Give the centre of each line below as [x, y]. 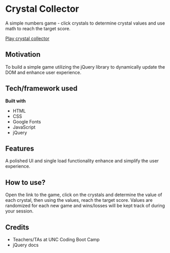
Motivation [23, 55]
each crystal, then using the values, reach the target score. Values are [79, 200]
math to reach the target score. [38, 28]
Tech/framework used [41, 88]
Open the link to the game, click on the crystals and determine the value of [84, 195]
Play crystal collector [27, 38]
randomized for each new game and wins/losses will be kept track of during [85, 206]
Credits [17, 227]
